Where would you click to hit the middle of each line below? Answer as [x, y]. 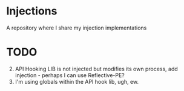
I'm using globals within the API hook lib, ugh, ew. [77, 81]
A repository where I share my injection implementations [77, 28]
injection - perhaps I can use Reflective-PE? [70, 75]
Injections [32, 11]
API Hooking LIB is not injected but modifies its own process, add [97, 69]
